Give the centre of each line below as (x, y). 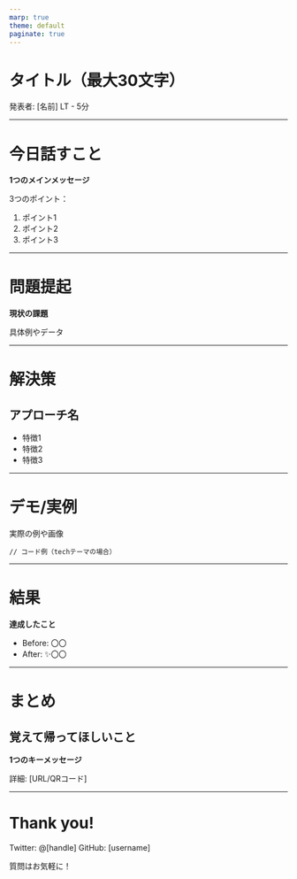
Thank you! (52, 823)
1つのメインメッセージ (49, 180)
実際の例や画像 (36, 534)
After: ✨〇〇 (44, 654)
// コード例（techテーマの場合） (63, 552)
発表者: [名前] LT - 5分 (49, 106)
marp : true (29, 17)
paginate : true (37, 34)
